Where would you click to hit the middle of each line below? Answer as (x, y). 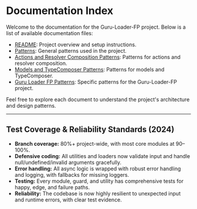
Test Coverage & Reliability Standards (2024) (90, 130)
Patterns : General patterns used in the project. (71, 50)
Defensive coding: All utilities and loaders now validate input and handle (102, 156)
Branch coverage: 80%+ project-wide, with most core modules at (94, 143)
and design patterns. (31, 105)
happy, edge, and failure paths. (52, 187)
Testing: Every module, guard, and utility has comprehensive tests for (99, 181)
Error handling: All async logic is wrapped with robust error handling (98, 169)
